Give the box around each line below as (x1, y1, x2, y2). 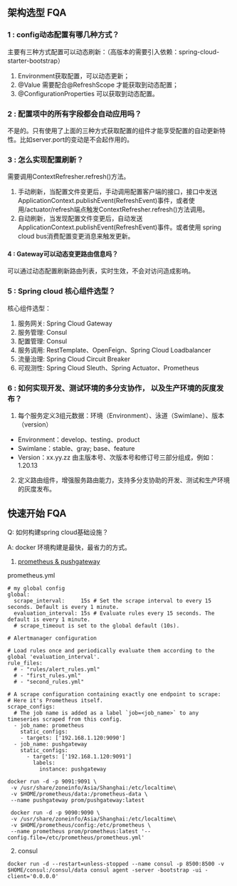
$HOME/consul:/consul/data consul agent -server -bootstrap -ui (7, 866, 202, 874)
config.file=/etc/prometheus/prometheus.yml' (7, 834, 144, 841)
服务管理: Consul (17, 328, 68, 336)
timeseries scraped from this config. (7, 715, 122, 723)
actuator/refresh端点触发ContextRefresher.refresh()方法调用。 (26, 205, 209, 214)
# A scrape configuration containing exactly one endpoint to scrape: (7, 690, 221, 698)
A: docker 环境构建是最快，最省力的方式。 (7, 543, 132, 551)
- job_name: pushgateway (14, 740, 88, 748)
